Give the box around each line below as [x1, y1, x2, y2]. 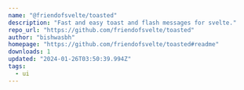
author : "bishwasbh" [8, 33, 76, 41]
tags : [8, 63, 26, 70]
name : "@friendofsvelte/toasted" [8, 11, 118, 20]
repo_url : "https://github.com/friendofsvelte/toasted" [8, 26, 195, 34]
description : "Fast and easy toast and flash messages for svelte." [8, 19, 237, 27]
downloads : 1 [8, 48, 51, 56]
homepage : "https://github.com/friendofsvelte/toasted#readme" [8, 41, 220, 49]
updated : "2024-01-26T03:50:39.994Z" [8, 56, 132, 63]
